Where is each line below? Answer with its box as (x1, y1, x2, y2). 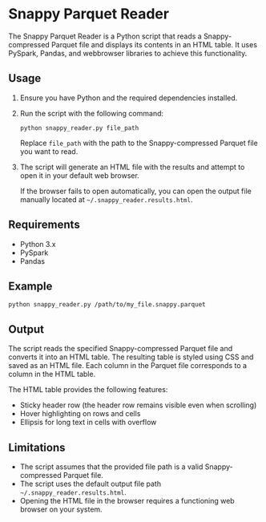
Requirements (8, 218, 80, 232)
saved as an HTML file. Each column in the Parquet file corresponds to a (8, 361, 247, 370)
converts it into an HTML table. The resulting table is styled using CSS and (8, 352, 254, 362)
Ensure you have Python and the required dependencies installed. (19, 93, 238, 103)
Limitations (8, 440, 66, 454)
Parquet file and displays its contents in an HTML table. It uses (50, 39, 258, 49)
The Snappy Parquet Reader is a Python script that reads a (8, 31, 202, 41)
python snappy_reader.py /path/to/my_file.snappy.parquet (8, 301, 206, 309)
